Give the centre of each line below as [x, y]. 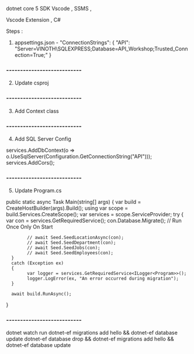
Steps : [15, 31]
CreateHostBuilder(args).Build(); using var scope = [67, 208]
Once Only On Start [30, 227]
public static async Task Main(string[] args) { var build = [74, 202]
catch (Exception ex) [38, 263]
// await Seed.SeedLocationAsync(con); [76, 238]
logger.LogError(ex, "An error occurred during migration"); [103, 279]
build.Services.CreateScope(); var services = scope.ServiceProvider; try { [95, 215]
